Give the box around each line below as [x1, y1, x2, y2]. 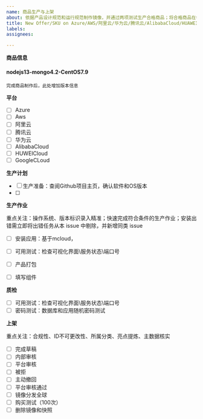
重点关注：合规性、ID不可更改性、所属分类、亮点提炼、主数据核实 [6, 332, 170, 340]
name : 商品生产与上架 [6, 8, 54, 15]
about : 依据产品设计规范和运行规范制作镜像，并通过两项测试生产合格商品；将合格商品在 [6, 15, 196, 21]
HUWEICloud [14, 150, 48, 157]
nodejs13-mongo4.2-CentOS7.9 [6, 68, 89, 76]
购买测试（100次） [14, 398, 62, 406]
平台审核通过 [14, 383, 47, 391]
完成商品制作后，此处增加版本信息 [6, 83, 79, 89]
